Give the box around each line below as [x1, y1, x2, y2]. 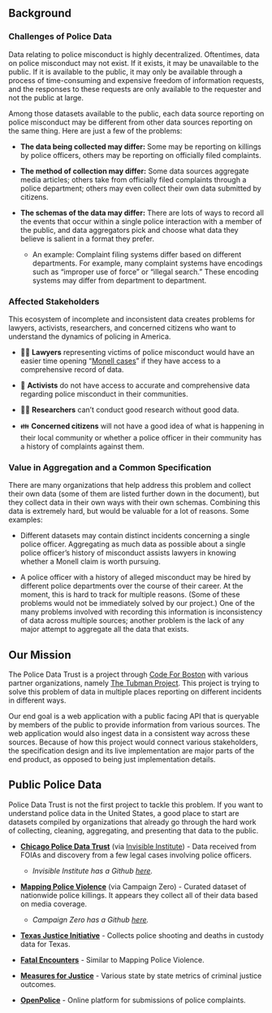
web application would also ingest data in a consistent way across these [8, 729, 250, 739]
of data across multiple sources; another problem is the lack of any [19, 616, 245, 625]
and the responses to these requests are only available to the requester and [8, 84, 261, 94]
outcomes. [19, 979, 57, 989]
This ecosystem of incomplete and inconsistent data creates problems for [8, 314, 256, 324]
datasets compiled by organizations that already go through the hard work [8, 817, 257, 827]
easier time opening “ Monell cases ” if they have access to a [19, 356, 221, 366]
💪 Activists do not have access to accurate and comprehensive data [19, 380, 250, 390]
